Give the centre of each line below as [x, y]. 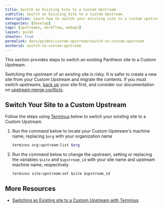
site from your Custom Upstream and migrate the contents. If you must [76, 79]
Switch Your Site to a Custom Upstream [66, 105]
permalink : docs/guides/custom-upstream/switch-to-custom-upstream [75, 41]
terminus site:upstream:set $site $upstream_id [61, 174]
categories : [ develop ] [28, 23]
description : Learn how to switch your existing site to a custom [73, 18]
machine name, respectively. [41, 165]
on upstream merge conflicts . [34, 89]
